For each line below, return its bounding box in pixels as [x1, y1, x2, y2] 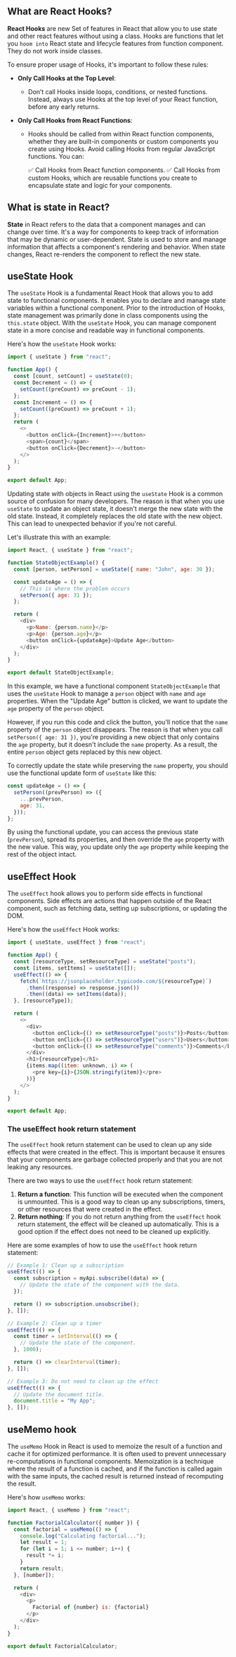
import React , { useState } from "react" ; [7, 547, 133, 554]
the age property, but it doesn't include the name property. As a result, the [7, 741, 218, 749]
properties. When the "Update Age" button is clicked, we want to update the [7, 697, 228, 706]
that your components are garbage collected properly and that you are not [7, 1155, 223, 1164]
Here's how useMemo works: [7, 1493, 86, 1501]
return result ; [20, 1565, 65, 1572]
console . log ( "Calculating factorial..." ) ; [20, 1532, 146, 1540]
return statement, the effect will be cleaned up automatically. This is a [17, 1219, 219, 1228]
